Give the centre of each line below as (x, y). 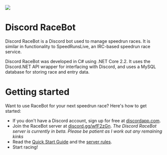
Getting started (37, 92)
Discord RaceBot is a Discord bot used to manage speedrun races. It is (78, 41)
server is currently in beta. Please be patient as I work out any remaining (87, 131)
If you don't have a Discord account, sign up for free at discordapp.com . (86, 120)
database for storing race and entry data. (47, 72)
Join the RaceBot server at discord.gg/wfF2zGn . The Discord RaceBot (84, 126)
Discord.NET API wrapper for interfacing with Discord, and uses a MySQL (81, 67)
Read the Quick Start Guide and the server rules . (62, 142)
